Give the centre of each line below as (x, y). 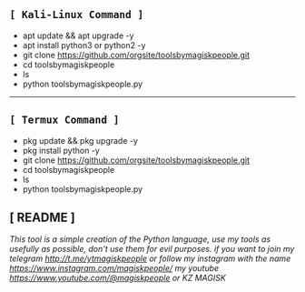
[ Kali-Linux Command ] (77, 15)
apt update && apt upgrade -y (78, 35)
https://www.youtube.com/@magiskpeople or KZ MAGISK (118, 278)
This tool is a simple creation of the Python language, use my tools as (140, 239)
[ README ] (42, 218)
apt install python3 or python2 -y (84, 45)
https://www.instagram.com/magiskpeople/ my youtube (114, 268)
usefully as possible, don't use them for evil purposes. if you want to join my (152, 249)
